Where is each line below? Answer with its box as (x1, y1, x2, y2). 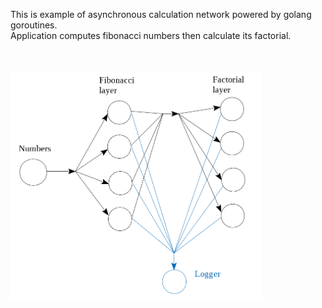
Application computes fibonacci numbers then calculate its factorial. (10, 30, 292, 41)
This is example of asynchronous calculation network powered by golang (10, 9, 312, 20)
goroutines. (10, 19, 58, 31)
